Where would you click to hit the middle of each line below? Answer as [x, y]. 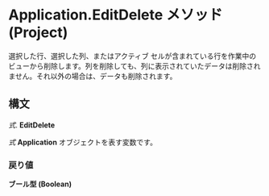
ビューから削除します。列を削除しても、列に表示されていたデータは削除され [134, 66]
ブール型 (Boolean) [40, 184]
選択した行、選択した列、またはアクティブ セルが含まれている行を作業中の [132, 56]
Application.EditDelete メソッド [116, 15]
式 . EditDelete [32, 125]
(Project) [38, 33]
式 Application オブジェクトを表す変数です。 [83, 142]
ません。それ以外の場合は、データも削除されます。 [93, 76]
